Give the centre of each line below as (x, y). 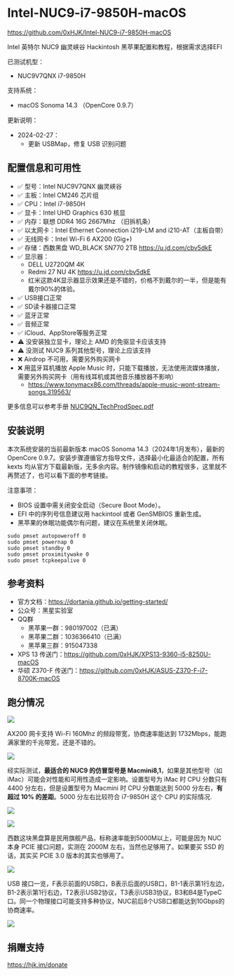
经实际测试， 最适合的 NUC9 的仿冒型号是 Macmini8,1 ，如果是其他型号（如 (115, 770)
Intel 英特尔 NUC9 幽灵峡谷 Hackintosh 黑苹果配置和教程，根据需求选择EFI (115, 46)
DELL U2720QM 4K (56, 264)
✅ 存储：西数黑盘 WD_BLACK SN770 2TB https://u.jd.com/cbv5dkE (115, 248)
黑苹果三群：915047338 (63, 646)
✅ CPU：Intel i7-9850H (51, 203)
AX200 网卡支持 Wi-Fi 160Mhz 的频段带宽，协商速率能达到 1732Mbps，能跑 (117, 734)
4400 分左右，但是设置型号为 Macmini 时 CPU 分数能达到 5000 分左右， (112, 788)
